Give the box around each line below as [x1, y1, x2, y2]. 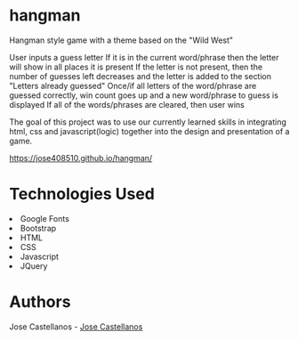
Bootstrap [20, 223, 57, 233]
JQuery [20, 260, 48, 271]
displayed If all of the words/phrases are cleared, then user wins [9, 99, 245, 109]
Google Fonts [20, 213, 69, 223]
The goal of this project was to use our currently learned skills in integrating [9, 117, 287, 127]
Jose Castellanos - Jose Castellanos [9, 321, 143, 332]
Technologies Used [9, 184, 156, 205]
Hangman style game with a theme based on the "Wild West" [9, 35, 234, 45]
